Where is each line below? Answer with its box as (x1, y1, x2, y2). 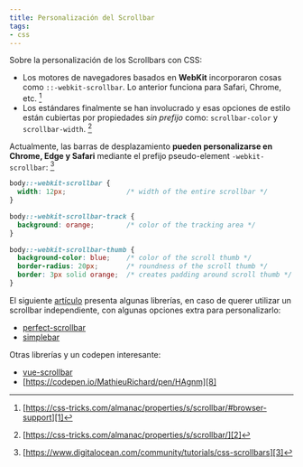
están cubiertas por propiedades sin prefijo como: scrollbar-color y (22, 112, 278, 123)
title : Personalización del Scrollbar (9, 13, 155, 23)
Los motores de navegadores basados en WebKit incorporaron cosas (22, 72, 282, 83)
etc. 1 (22, 91, 42, 104)
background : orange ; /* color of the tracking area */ (17, 220, 256, 229)
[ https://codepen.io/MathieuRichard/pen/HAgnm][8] (22, 376, 217, 387)
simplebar (22, 332, 60, 342)
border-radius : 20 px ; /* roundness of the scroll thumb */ (17, 262, 269, 271)
